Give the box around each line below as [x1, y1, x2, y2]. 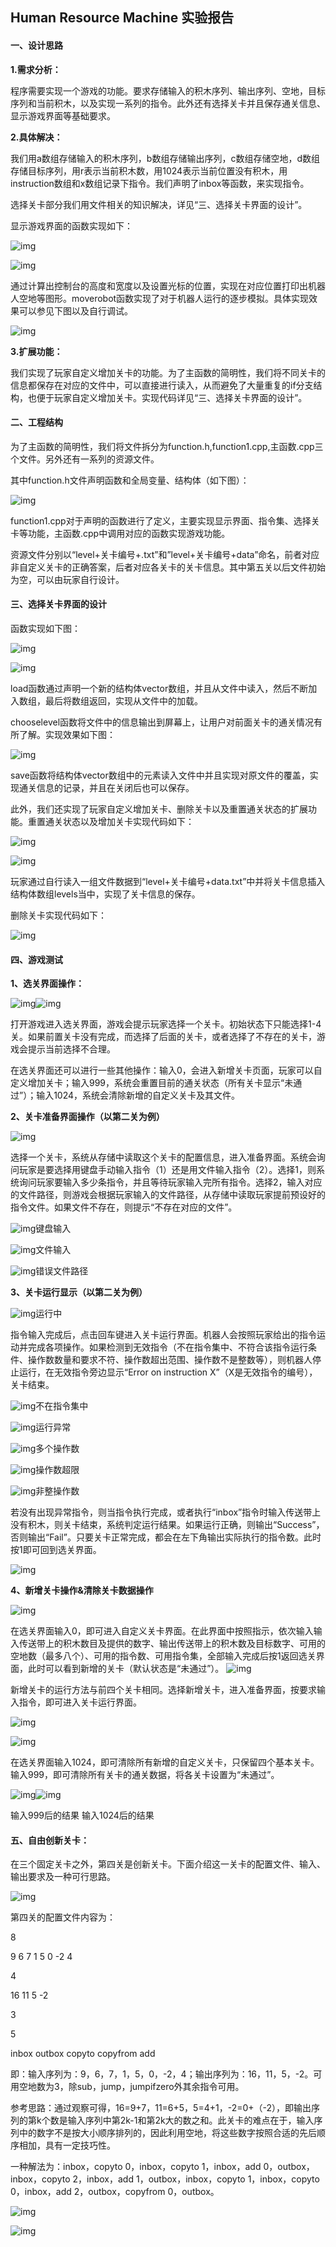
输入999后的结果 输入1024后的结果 [10, 1809, 155, 1822]
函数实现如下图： [10, 623, 81, 634]
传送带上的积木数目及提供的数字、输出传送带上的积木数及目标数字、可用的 [18, 1638, 326, 1650]
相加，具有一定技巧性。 [18, 2139, 116, 2152]
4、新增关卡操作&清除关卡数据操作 [10, 1584, 154, 1597]
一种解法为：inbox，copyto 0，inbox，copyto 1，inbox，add [10, 2161, 262, 2173]
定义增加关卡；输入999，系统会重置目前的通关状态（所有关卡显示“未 [10, 1077, 294, 1089]
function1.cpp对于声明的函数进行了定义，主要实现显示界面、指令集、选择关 [10, 514, 320, 527]
